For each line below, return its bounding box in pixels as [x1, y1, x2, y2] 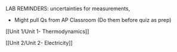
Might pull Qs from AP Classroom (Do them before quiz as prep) [14, 17, 172, 23]
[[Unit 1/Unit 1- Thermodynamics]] [5, 28, 89, 35]
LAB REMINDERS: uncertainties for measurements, [5, 5, 131, 12]
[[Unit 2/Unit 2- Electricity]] [5, 40, 73, 46]
